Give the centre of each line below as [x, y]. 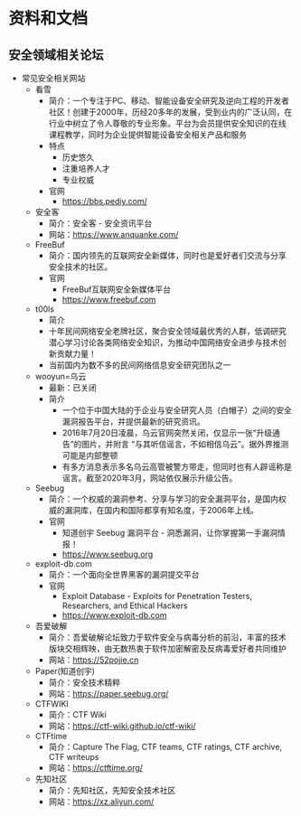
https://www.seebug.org [108, 554]
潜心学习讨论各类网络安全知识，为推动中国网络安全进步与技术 [164, 342]
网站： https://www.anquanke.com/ [113, 234]
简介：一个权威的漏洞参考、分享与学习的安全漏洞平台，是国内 [164, 499]
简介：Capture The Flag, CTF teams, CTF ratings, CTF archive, [165, 747]
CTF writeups [74, 757]
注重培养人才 [86, 169]
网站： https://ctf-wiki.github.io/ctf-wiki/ [122, 726]
